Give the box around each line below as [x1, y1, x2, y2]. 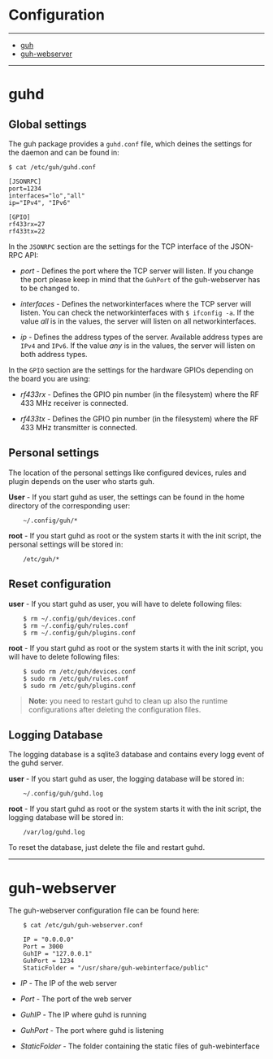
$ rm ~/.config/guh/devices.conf [23, 614, 136, 623]
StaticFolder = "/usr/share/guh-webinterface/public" [23, 964, 209, 973]
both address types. [19, 349, 88, 359]
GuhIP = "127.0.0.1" [23, 950, 93, 958]
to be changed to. [19, 283, 80, 293]
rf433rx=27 [8, 220, 45, 229]
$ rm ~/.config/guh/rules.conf [23, 621, 129, 630]
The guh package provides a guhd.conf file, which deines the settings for [8, 138, 253, 148]
